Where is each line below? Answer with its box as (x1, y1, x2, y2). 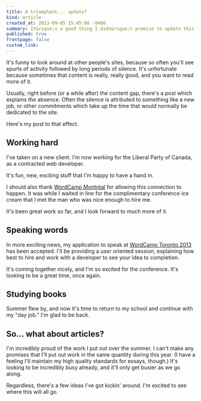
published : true (6, 31, 47, 37)
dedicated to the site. (6, 109, 59, 116)
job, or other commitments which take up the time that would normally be (6, 102, 187, 109)
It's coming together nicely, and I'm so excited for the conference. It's (6, 265, 179, 273)
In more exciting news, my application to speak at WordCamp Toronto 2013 (6, 241, 192, 248)
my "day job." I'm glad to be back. (6, 312, 90, 319)
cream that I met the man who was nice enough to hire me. (6, 196, 152, 203)
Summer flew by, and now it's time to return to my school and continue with (6, 305, 193, 312)
